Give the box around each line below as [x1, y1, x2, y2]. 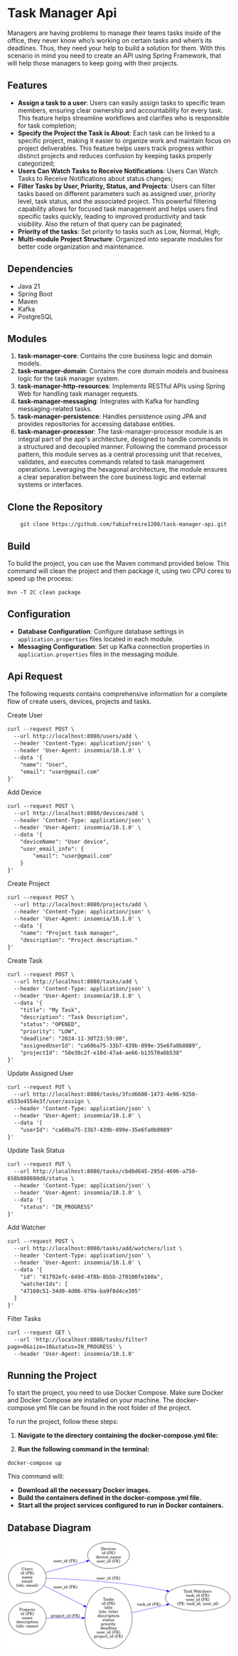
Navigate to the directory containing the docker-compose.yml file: [17, 1431, 218, 1440]
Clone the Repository [7, 501, 103, 513]
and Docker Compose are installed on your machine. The [7, 1396, 174, 1404]
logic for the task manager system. [17, 374, 120, 383]
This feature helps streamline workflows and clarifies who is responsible [17, 113, 229, 122]
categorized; [17, 159, 55, 167]
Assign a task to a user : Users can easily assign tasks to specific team [17, 98, 225, 107]
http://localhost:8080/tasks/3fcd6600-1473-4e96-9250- [33, 1090, 199, 1098]
